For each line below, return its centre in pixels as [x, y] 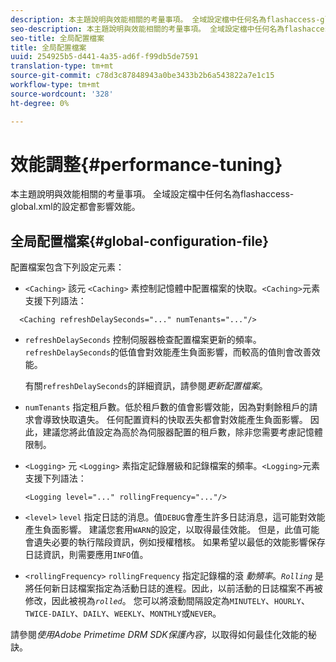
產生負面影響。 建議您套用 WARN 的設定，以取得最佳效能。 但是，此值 [163, 530]
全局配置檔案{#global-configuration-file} [140, 241]
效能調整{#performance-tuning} [146, 164]
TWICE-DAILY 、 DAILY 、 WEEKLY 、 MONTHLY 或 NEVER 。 [123, 613]
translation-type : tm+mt [62, 66]
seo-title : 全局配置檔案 [57, 38]
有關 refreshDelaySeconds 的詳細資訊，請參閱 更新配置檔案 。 [146, 386]
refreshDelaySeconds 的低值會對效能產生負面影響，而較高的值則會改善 [168, 352]
